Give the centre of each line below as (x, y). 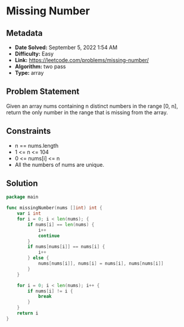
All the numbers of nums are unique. (59, 164)
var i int (29, 213)
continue (49, 236)
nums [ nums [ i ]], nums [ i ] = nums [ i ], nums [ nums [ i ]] (101, 264)
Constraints (29, 131)
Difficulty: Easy (34, 54)
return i (28, 313)
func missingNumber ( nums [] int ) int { (54, 208)
